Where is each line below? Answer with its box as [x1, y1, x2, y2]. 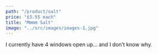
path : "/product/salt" [5, 8, 62, 15]
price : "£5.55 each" [5, 14, 57, 20]
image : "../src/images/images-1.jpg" [5, 25, 99, 31]
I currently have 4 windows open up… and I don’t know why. [5, 41, 153, 48]
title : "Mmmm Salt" [5, 19, 54, 25]
